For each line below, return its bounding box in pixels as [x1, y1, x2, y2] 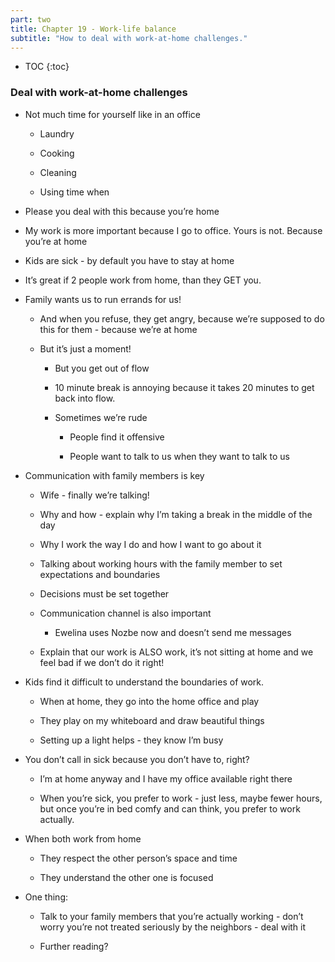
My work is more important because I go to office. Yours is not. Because [24, 224, 323, 236]
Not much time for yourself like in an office [24, 108, 202, 120]
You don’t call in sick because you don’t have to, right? [24, 753, 250, 765]
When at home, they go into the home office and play [39, 695, 260, 707]
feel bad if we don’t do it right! [39, 656, 165, 668]
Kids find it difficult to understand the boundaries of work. [24, 676, 265, 688]
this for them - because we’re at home [39, 323, 198, 335]
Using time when [39, 186, 110, 198]
